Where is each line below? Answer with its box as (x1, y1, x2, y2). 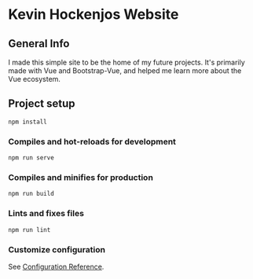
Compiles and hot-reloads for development (8, 136, 177, 147)
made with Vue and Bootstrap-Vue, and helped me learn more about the (8, 66, 242, 75)
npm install (8, 118, 47, 126)
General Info (8, 37, 70, 50)
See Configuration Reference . (8, 262, 104, 271)
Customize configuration (8, 244, 106, 255)
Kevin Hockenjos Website (8, 6, 179, 24)
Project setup (8, 97, 76, 111)
